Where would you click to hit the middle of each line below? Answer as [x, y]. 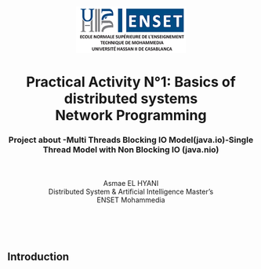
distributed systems [131, 99]
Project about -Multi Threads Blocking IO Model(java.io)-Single [131, 140]
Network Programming [131, 116]
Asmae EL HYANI [131, 184]
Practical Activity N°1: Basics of [131, 82]
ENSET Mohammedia [131, 200]
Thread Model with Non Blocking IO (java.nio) [131, 150]
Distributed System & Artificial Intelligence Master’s [131, 192]
